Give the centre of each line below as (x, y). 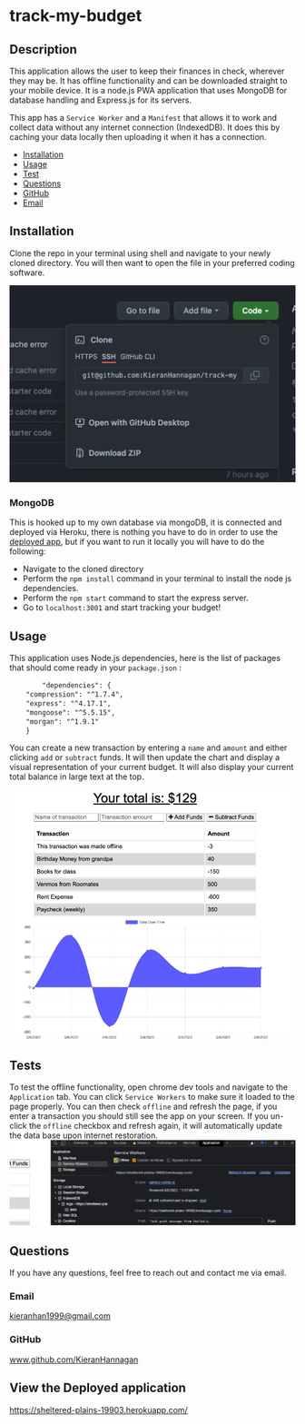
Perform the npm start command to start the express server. (135, 598)
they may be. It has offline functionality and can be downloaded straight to (148, 81)
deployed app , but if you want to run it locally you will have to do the (137, 542)
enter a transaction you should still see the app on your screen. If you (139, 1116)
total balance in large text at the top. (77, 776)
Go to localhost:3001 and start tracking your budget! (121, 608)
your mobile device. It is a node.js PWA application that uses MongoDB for (148, 90)
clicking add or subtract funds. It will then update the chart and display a (145, 757)
